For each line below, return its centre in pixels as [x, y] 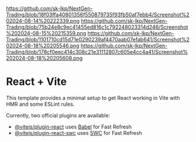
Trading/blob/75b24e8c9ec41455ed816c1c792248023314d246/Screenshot [97, 27]
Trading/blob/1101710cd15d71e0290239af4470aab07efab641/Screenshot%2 [98, 39]
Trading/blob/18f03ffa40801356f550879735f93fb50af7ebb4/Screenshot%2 [98, 15]
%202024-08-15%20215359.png [46, 33]
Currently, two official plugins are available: [58, 115]
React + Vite [37, 82]
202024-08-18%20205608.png [44, 58]
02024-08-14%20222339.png [43, 21]
